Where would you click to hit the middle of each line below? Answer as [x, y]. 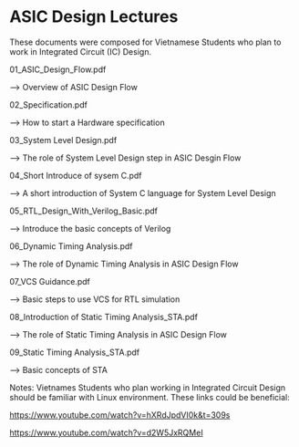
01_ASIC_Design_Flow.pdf [58, 69]
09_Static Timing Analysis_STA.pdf [74, 352]
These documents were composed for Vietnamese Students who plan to [145, 42]
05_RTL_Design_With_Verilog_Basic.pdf [83, 211]
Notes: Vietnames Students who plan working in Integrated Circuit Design [148, 387]
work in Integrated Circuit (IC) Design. [81, 51]
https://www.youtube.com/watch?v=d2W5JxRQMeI [106, 432]
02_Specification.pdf [49, 104]
